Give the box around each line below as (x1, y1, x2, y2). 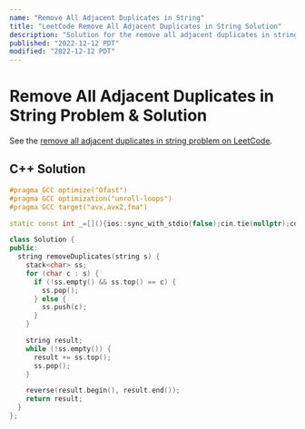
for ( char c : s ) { (25, 268, 100, 278)
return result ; (25, 395, 84, 404)
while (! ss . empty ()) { (25, 344, 112, 354)
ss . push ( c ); (42, 303, 88, 312)
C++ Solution (9, 161, 86, 177)
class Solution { (9, 235, 75, 245)
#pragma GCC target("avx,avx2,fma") (9, 202, 148, 211)
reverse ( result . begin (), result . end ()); (25, 386, 181, 395)
